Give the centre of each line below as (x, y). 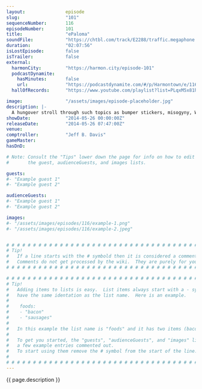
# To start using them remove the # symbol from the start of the (94, 351)
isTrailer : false (43, 57)
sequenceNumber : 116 (40, 23)
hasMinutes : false (48, 79)
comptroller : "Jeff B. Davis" (56, 135)
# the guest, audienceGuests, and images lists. (76, 163)
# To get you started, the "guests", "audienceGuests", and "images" (98, 340)
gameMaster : (21, 141)
